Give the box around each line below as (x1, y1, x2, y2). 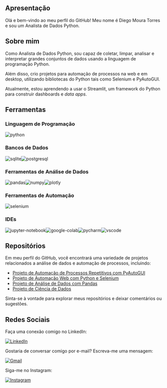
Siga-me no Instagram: (5, 367, 52, 373)
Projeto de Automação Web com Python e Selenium (12, 275, 119, 281)
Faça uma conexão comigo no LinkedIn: (5, 328, 87, 334)
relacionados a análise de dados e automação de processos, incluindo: (5, 260, 151, 266)
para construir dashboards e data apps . (5, 91, 87, 97)
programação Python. (5, 61, 50, 67)
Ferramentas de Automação (5, 192, 74, 199)
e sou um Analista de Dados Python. (5, 22, 80, 28)
